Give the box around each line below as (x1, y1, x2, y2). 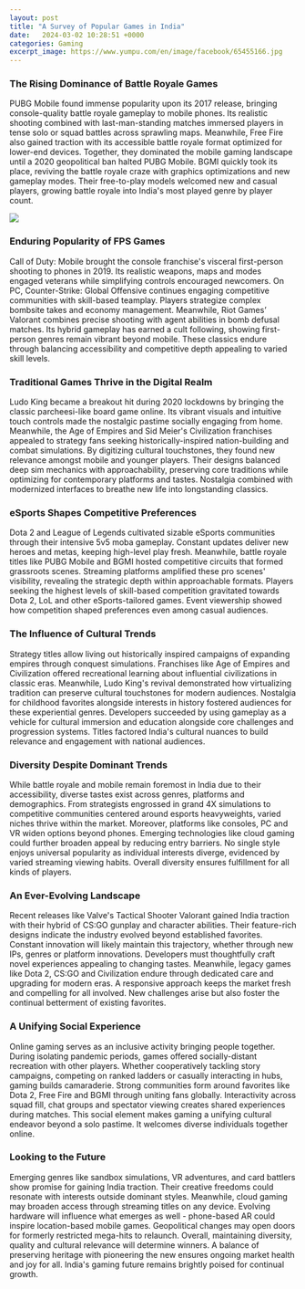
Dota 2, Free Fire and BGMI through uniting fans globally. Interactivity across (9, 1089, 297, 1100)
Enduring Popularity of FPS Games (9, 235, 166, 247)
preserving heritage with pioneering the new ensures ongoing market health (9, 1249, 296, 1260)
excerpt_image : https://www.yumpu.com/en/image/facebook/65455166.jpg (9, 47, 283, 57)
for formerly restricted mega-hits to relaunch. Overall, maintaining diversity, (9, 1230, 293, 1241)
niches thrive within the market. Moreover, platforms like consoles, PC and (9, 818, 289, 829)
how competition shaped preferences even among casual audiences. (9, 604, 269, 616)
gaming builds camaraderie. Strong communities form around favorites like (9, 1079, 290, 1091)
